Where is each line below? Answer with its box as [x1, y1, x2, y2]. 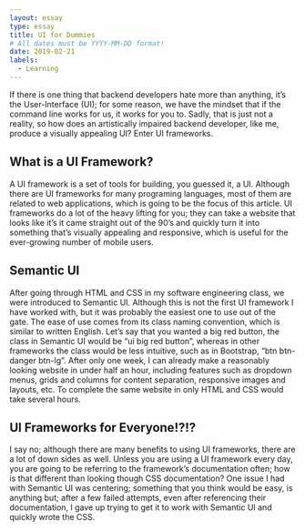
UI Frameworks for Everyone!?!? [9, 420, 197, 435]
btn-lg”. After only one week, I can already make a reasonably [37, 354, 270, 365]
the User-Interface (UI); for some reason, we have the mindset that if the [9, 98, 281, 109]
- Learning [17, 65, 59, 74]
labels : [9, 56, 39, 65]
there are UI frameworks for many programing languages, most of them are [9, 188, 292, 199]
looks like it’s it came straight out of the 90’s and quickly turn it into [9, 217, 260, 228]
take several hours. [9, 393, 82, 404]
